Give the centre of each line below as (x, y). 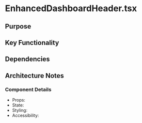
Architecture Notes (35, 76)
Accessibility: (25, 115)
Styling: (20, 110)
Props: (19, 100)
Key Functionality (32, 42)
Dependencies (27, 59)
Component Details (28, 89)
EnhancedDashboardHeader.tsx (71, 8)
